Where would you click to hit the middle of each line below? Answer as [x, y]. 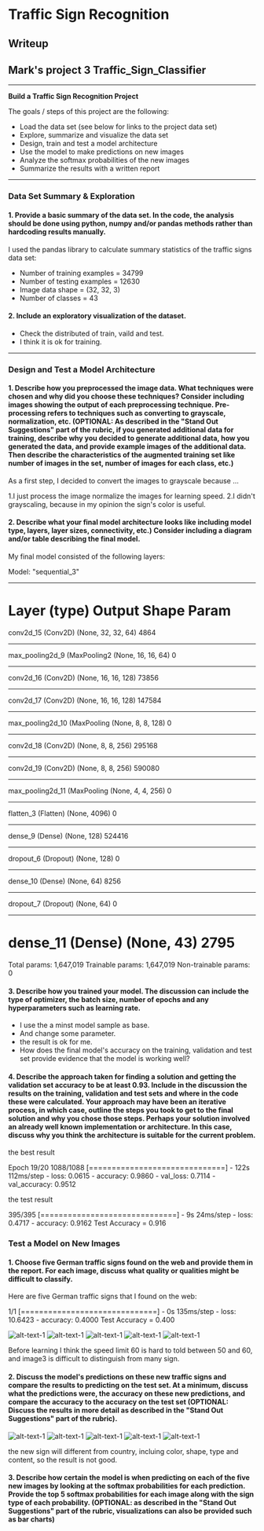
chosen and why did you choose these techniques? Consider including [126, 397]
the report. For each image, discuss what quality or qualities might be [124, 1270]
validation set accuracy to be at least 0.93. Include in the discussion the [128, 1085]
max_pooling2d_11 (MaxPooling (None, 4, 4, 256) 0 [90, 791]
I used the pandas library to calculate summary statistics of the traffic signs [130, 249]
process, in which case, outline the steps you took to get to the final [121, 1110]
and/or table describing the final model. [74, 539]
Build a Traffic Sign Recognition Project [73, 97]
